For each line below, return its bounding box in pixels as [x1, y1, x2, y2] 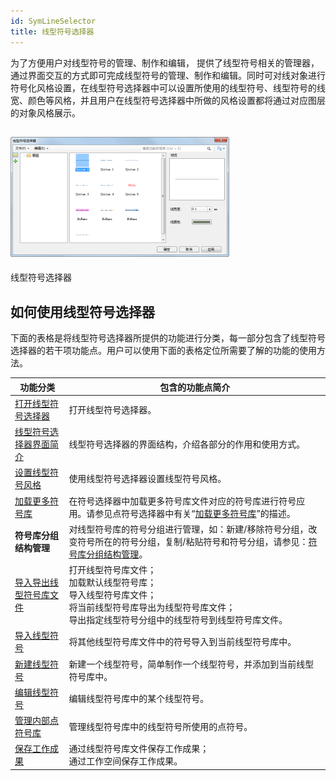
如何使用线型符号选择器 [10, 303, 155, 320]
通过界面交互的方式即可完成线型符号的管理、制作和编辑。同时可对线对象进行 [10, 69, 326, 81]
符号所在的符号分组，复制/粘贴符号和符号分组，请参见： [77, 535, 309, 547]
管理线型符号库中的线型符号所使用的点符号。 [68, 721, 253, 733]
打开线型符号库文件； [68, 564, 157, 576]
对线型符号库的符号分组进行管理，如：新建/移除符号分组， [68, 523, 309, 535]
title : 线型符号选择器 [10, 26, 95, 37]
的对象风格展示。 [10, 106, 81, 119]
